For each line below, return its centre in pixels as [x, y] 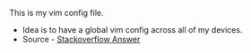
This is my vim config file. [56, 13]
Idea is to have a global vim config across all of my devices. [132, 30]
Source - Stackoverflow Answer [81, 39]
